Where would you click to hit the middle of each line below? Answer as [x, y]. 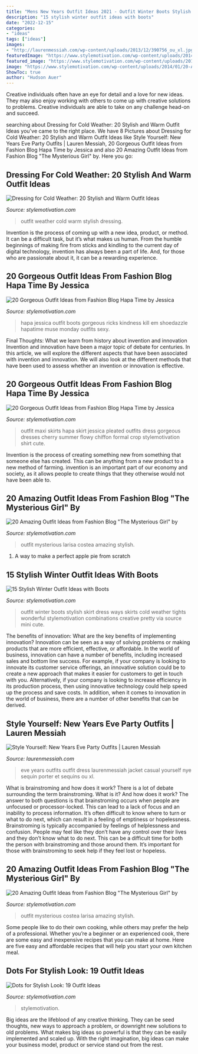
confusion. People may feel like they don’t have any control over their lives [96, 832]
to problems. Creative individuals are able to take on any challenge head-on [98, 107]
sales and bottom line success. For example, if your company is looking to [96, 661]
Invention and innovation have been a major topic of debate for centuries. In [98, 347]
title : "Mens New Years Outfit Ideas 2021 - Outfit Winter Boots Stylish [99, 12]
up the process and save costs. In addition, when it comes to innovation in [96, 693]
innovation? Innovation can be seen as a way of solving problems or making [98, 642]
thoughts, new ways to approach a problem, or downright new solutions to [96, 1026]
